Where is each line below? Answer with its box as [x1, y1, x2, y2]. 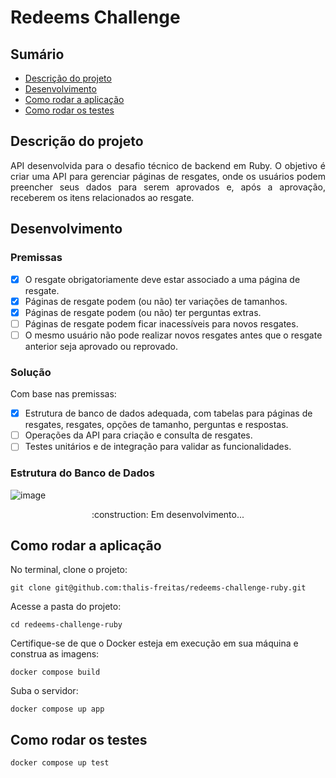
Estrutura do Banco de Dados [10, 466, 155, 480]
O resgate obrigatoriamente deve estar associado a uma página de [24, 273, 301, 285]
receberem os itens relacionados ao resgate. [10, 191, 195, 203]
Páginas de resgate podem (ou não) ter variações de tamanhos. [24, 295, 288, 307]
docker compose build [10, 667, 101, 678]
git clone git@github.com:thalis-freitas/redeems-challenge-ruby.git [10, 583, 307, 593]
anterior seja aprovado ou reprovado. [24, 340, 179, 352]
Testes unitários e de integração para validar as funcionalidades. [24, 441, 292, 453]
